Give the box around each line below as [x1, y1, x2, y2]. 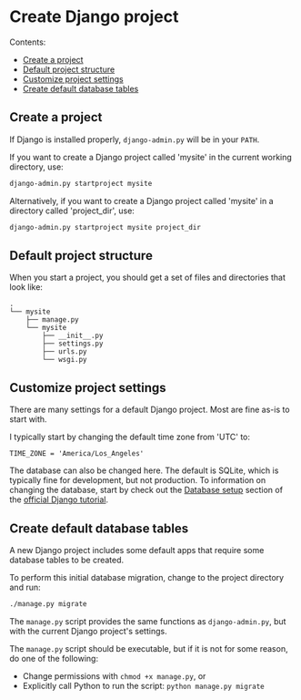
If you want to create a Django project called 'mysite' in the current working [9, 151, 293, 162]
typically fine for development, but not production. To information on [9, 475, 266, 486]
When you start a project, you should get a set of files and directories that [9, 272, 286, 283]
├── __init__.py [42, 331, 104, 341]
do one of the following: [9, 653, 98, 664]
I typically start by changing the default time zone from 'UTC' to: [9, 431, 251, 443]
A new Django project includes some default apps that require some [9, 544, 265, 555]
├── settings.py [42, 339, 104, 348]
